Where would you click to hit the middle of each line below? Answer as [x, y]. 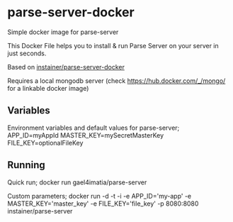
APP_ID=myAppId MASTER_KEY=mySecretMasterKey [86, 135]
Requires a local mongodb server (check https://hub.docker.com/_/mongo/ [116, 81]
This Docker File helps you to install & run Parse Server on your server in [113, 45]
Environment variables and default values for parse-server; [93, 128]
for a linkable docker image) [48, 88]
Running [27, 165]
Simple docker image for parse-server [63, 32]
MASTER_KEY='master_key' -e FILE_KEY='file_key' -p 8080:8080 [103, 204]
